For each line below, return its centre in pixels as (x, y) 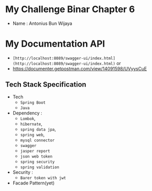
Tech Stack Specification (46, 85)
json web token (36, 156)
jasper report (35, 151)
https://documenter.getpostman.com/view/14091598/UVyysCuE (80, 68)
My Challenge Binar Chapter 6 (70, 9)
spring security (37, 162)
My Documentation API (55, 44)
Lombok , (28, 118)
